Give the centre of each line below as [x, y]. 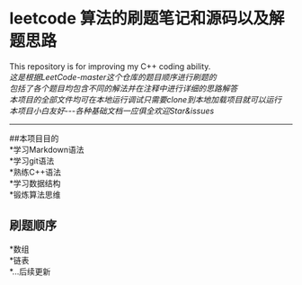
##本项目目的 [34, 138]
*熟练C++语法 [35, 172]
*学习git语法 [32, 160]
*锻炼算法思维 [35, 194]
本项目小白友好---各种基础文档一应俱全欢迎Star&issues [112, 111]
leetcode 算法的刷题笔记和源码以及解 [147, 18]
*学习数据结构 [35, 183]
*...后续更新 [30, 272]
